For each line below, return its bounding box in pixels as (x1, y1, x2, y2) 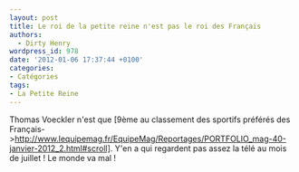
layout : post (9, 13, 59, 23)
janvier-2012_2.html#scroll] (9, 142, 111, 154)
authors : (9, 30, 43, 39)
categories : (9, 64, 54, 73)
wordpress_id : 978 (9, 47, 79, 56)
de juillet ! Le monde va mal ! (9, 152, 116, 163)
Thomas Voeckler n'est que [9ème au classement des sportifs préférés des (9, 114, 291, 125)
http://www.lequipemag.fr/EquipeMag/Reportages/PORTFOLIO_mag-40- (14, 133, 287, 144)
